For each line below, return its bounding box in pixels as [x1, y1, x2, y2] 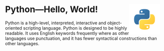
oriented [5, 25, 22, 31]
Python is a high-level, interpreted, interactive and [5, 20, 107, 26]
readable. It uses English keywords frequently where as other [5, 30, 129, 36]
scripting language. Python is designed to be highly [23, 25, 127, 31]
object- [107, 20, 122, 26]
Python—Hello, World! [5, 4, 98, 15]
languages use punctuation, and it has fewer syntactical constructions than [5, 35, 157, 41]
